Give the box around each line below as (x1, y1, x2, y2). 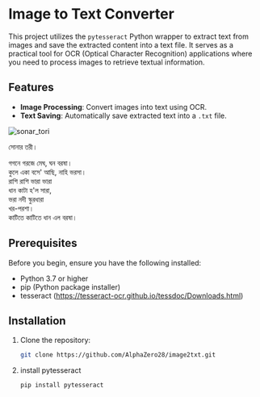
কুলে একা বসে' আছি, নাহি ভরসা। (8, 167, 86, 177)
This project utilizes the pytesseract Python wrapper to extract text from (8, 31, 249, 41)
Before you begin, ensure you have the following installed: (8, 257, 202, 267)
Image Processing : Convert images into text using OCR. (19, 102, 208, 111)
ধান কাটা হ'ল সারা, (8, 185, 52, 194)
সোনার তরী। (8, 142, 38, 152)
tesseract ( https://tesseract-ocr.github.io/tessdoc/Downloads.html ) (19, 290, 244, 300)
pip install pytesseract (19, 381, 104, 390)
